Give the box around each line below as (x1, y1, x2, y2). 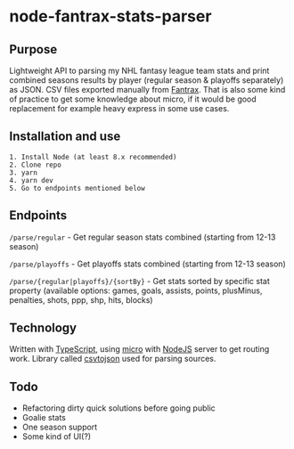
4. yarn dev (9, 176, 53, 184)
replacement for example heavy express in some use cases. (9, 103, 230, 113)
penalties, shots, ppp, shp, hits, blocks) (9, 294, 153, 305)
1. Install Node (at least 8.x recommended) (9, 152, 177, 161)
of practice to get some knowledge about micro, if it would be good (9, 94, 257, 104)
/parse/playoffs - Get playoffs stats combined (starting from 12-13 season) (9, 258, 287, 269)
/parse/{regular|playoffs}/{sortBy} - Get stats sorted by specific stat (9, 275, 270, 286)
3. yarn (9, 167, 38, 177)
